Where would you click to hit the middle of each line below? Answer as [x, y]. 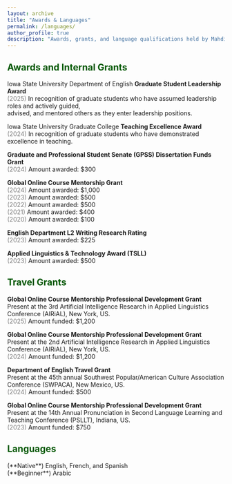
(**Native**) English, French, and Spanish [68, 465]
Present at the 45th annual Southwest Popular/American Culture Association [116, 377]
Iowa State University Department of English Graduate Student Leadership [114, 84]
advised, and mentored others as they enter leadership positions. [100, 113]
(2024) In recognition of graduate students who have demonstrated [103, 134]
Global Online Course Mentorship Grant [65, 182]
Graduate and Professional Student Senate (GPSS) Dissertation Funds [109, 154]
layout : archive [30, 13]
